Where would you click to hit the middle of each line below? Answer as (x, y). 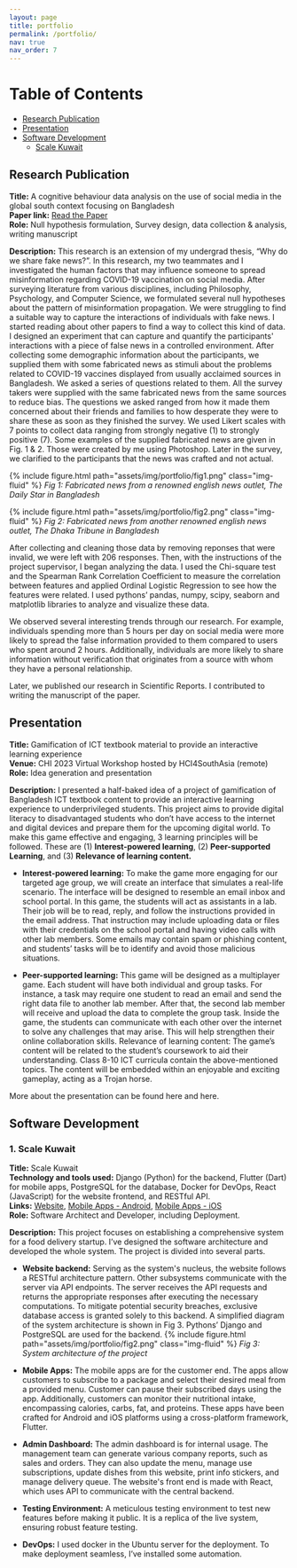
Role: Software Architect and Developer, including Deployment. (125, 1215)
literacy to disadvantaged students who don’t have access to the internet (142, 818)
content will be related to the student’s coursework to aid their (135, 1050)
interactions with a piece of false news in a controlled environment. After (142, 345)
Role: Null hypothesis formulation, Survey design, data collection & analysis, (148, 224)
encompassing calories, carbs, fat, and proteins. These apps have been (153, 1408)
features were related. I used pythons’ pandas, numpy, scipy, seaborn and (145, 594)
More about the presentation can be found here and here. (114, 1095)
